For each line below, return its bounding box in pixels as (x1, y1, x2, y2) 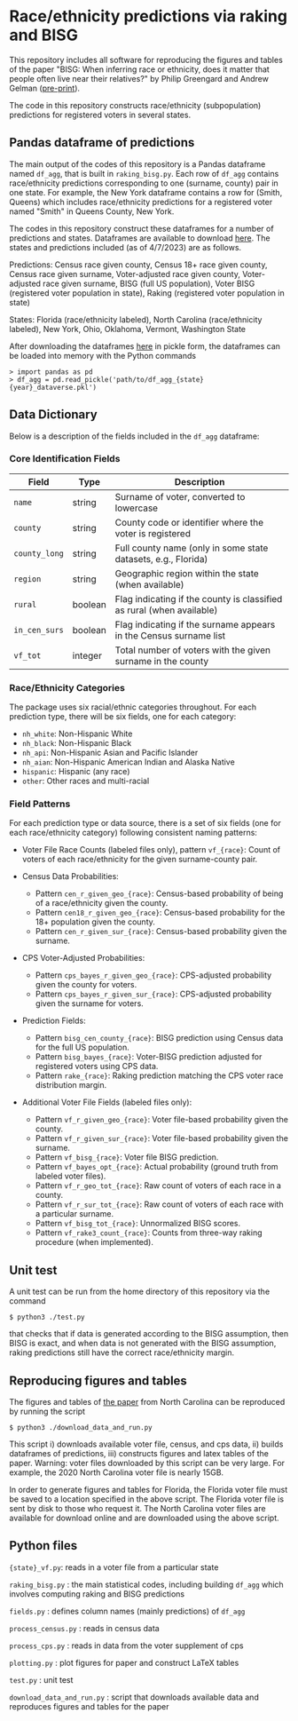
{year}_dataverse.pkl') (9, 383, 98, 392)
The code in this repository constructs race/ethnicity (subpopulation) (9, 99, 262, 110)
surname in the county (114, 654, 209, 667)
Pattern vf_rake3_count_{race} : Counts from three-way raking (35, 1227, 263, 1238)
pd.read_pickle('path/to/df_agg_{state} (52, 375, 204, 384)
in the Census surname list (114, 629, 226, 641)
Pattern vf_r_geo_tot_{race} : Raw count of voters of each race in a (35, 1180, 282, 1191)
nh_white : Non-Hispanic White (21, 728, 133, 739)
